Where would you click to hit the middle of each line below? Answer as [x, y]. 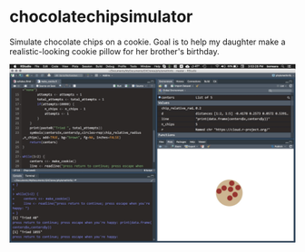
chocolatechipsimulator [101, 17]
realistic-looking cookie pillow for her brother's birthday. [114, 51]
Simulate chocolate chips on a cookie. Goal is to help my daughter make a [148, 42]
